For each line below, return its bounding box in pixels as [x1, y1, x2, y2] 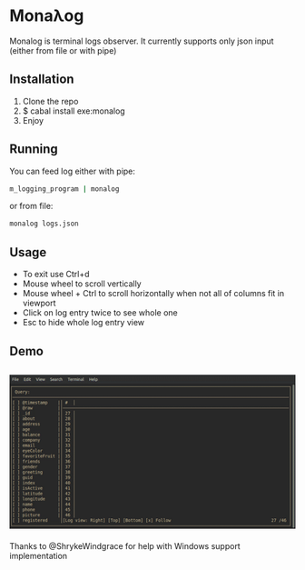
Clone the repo [22, 95, 79, 106]
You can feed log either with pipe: [9, 165, 136, 176]
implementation [9, 551, 68, 562]
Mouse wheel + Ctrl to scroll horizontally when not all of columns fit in [22, 288, 285, 299]
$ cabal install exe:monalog [22, 105, 125, 116]
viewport [22, 297, 56, 309]
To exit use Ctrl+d [22, 269, 90, 280]
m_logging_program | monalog [9, 184, 120, 194]
